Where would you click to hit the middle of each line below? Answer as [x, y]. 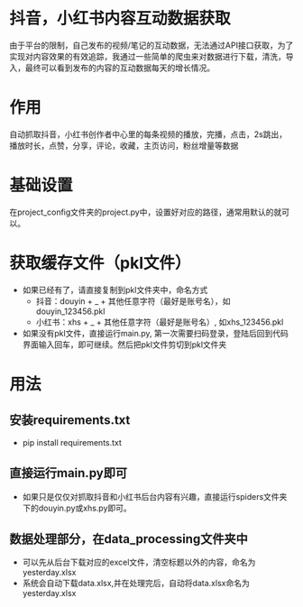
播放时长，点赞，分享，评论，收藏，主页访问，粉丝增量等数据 [124, 145]
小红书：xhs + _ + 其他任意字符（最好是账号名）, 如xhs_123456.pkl [160, 322]
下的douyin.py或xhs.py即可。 [77, 508]
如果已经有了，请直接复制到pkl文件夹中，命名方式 [115, 290]
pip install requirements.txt [72, 442]
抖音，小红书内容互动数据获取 [120, 18]
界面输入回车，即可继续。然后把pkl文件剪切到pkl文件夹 [124, 345]
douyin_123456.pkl [70, 311]
